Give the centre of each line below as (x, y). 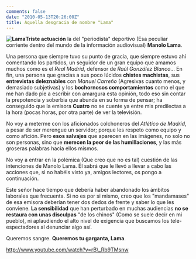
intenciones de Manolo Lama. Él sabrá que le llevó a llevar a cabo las (89, 166)
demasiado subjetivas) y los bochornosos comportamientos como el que (95, 88)
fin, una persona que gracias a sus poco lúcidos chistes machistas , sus (93, 75)
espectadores (23, 227)
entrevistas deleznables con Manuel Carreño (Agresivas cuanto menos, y (96, 81)
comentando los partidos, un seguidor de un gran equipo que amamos (91, 63)
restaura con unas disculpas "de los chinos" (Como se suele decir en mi (94, 215)
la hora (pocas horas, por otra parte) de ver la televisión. (74, 112)
